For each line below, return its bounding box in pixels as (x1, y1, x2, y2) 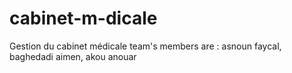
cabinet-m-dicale (9, 7, 158, 30)
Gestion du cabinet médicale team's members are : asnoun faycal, (9, 40, 282, 52)
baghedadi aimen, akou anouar (9, 50, 137, 62)
